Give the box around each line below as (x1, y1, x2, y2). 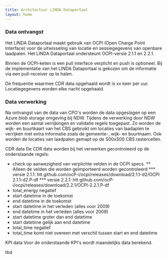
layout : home (5, 12, 32, 17)
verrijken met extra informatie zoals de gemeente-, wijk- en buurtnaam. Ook (5, 131, 162, 137)
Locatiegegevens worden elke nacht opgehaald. (5, 85, 104, 91)
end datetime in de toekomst (12, 198, 71, 204)
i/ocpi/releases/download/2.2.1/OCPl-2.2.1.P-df (12, 182, 109, 188)
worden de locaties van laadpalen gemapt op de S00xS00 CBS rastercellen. (5, 136, 161, 142)
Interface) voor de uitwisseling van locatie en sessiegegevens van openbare (5, 45, 162, 51)
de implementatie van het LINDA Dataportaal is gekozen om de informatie (5, 65, 156, 71)
